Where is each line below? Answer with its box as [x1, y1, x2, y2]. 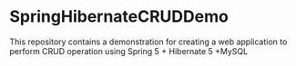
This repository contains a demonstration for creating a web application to [9, 36, 288, 47]
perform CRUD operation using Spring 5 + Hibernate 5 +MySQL [9, 45, 249, 56]
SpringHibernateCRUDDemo [9, 6, 230, 27]
